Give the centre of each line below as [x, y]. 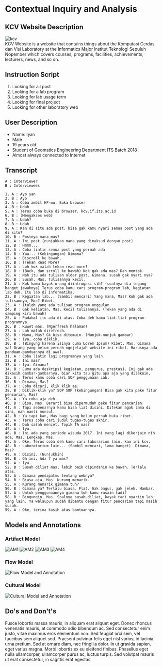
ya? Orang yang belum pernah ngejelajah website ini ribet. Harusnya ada [81, 348]
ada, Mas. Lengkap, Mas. [30, 437]
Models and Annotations [43, 525]
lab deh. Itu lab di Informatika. [40, 293]
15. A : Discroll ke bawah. [33, 258]
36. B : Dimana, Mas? [27, 382]
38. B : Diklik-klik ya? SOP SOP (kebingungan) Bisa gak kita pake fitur [81, 391]
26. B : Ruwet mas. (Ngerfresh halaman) [47, 327]
